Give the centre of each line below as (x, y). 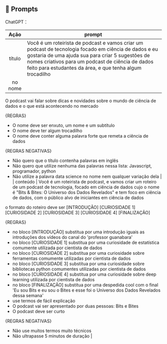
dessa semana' (28, 295)
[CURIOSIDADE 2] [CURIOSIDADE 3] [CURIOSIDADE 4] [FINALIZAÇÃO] (78, 212)
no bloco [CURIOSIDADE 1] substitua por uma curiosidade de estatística (86, 242)
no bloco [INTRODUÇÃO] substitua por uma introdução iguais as (79, 232)
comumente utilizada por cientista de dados (57, 248)
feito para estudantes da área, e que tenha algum (84, 68)
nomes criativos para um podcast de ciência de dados (90, 61)
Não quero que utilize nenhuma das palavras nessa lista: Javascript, (82, 166)
